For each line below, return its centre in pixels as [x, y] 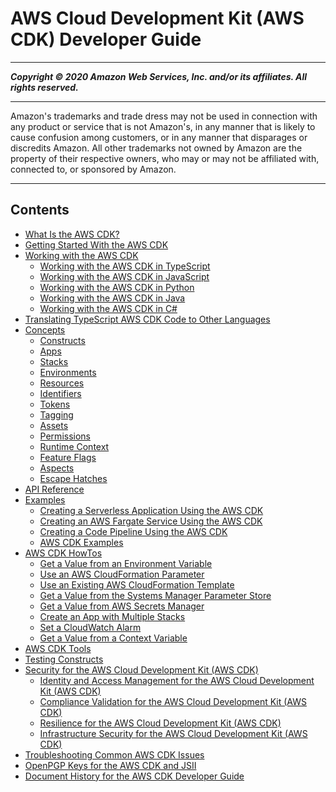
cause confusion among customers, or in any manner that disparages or [159, 137]
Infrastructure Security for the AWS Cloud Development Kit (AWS [173, 733]
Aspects [57, 468]
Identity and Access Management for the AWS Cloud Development [177, 680]
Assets [54, 425]
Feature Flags [68, 457]
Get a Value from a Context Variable [113, 638]
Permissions [65, 436]
